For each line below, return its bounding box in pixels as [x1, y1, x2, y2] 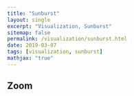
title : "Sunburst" [7, 10, 60, 17]
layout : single [7, 16, 51, 23]
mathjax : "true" [7, 55, 54, 62]
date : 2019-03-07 [7, 42, 57, 49]
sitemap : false [7, 29, 51, 36]
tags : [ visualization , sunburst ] [7, 49, 103, 56]
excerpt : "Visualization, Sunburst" [7, 23, 112, 29]
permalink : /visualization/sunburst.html [7, 36, 128, 43]
